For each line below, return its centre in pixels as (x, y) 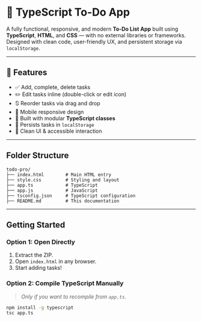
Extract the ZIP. (34, 255)
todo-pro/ (19, 169)
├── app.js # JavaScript (52, 190)
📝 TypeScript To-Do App (68, 12)
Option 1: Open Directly (41, 241)
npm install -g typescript (40, 308)
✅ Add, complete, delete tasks (53, 87)
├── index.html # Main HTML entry (59, 175)
